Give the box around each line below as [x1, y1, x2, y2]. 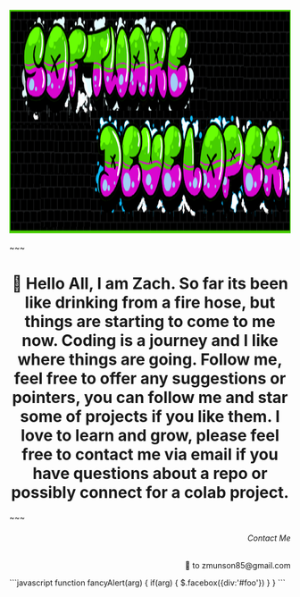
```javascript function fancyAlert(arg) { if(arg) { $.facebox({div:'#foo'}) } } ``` [9, 577, 286, 588]
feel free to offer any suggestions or [13, 368, 287, 389]
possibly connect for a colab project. [11, 483, 289, 503]
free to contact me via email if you [21, 444, 279, 465]
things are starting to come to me [24, 312, 276, 332]
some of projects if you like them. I [20, 407, 280, 427]
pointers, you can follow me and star [12, 388, 288, 408]
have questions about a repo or [32, 464, 268, 483]
